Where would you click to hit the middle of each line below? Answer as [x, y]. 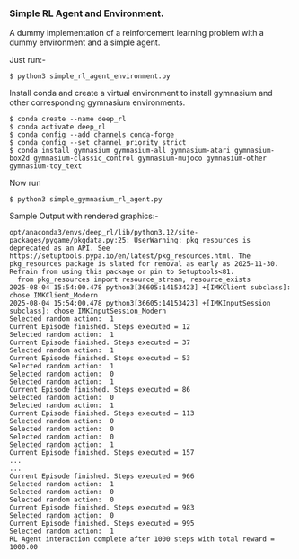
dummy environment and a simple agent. [85, 42]
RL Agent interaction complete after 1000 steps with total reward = [142, 539]
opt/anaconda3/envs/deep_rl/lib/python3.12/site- [104, 233]
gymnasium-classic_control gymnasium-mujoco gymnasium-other [150, 159]
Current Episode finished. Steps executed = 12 [100, 327]
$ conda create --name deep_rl [68, 120]
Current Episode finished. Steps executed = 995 [102, 524]
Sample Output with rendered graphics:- [84, 216]
